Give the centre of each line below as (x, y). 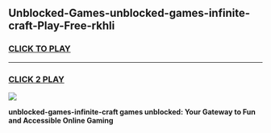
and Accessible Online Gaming (61, 120)
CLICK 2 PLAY (36, 79)
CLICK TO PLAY (40, 49)
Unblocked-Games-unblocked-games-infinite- (129, 13)
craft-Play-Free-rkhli (62, 26)
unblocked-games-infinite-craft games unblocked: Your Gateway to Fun (132, 111)
